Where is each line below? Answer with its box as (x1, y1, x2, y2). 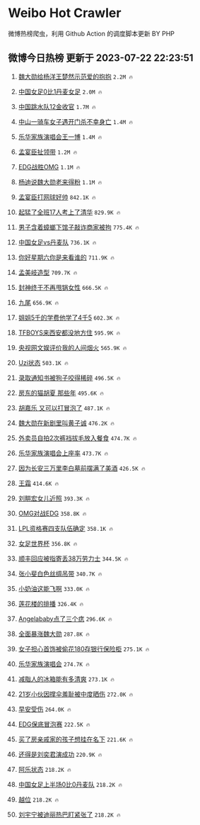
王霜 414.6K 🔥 (18, 478, 59, 487)
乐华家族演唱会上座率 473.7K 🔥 (18, 449, 109, 457)
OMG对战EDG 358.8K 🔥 (18, 509, 87, 517)
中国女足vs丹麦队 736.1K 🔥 (18, 237, 97, 246)
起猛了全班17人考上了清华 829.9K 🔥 (18, 208, 121, 216)
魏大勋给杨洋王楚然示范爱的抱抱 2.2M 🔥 (18, 72, 134, 81)
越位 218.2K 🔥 (18, 795, 59, 804)
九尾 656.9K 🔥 (18, 298, 59, 306)
